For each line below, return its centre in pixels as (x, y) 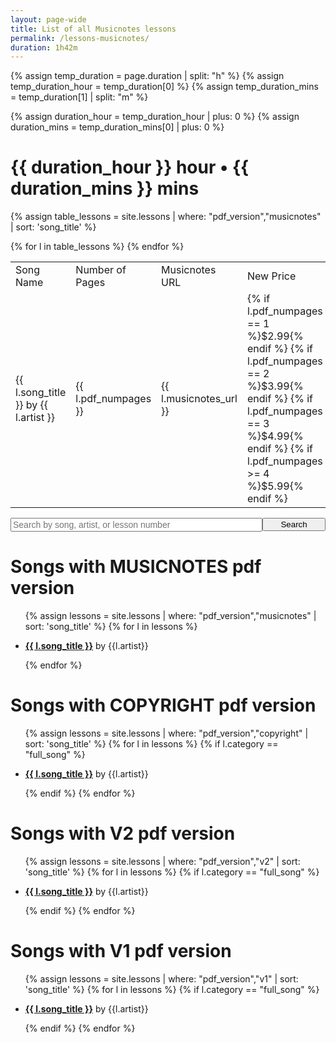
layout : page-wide (48, 19)
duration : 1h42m (44, 47)
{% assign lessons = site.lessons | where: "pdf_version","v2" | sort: (162, 861)
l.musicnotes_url (199, 399)
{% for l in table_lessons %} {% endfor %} (97, 247)
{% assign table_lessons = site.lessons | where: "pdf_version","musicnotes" (166, 217)
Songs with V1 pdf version (121, 951)
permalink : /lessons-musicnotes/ (80, 38)
